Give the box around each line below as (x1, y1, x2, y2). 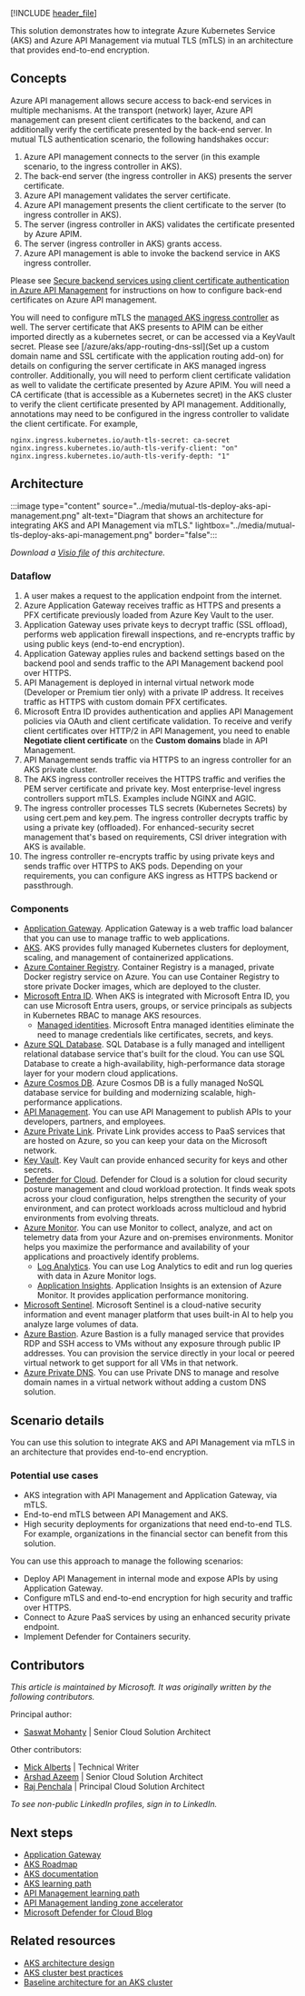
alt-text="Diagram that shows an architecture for (82, 510, 264, 521)
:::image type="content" (10, 500, 101, 511)
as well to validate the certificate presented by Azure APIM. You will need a (10, 379, 291, 390)
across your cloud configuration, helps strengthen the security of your (23, 1194, 287, 1205)
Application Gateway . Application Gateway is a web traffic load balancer (23, 923, 293, 934)
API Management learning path (23, 1887, 140, 1898)
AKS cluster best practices (23, 1967, 123, 1978)
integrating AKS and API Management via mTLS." (10, 520, 193, 531)
